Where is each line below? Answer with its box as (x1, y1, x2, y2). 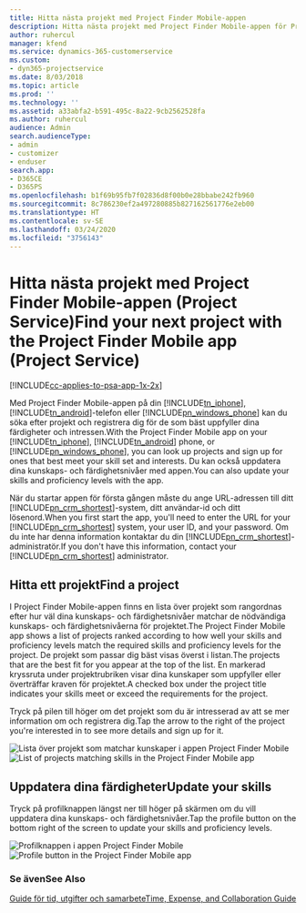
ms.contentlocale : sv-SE (9, 216, 104, 226)
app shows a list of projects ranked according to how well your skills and (9, 630, 282, 642)
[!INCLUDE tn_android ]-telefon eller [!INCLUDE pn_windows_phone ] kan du (9, 407, 288, 419)
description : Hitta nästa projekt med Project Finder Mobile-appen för (9, 22, 287, 31)
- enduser (9, 157, 47, 167)
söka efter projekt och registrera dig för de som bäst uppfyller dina (9, 417, 260, 428)
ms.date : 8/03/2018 (9, 73, 84, 82)
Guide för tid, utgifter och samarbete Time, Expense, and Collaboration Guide (9, 893, 297, 904)
